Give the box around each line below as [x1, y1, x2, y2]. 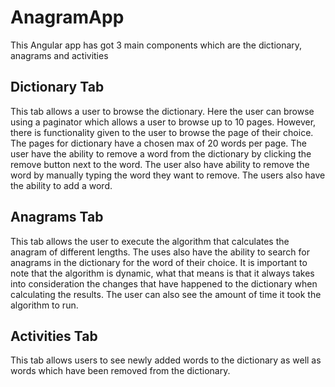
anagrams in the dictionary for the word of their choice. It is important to [10, 256, 308, 268]
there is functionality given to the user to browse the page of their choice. [10, 126, 314, 138]
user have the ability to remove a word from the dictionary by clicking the [10, 147, 312, 160]
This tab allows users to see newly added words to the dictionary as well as [10, 354, 322, 366]
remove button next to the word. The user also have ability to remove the [10, 158, 310, 170]
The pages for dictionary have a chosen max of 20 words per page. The [10, 137, 307, 149]
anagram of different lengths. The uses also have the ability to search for [10, 246, 310, 258]
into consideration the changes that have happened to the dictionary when [10, 277, 318, 290]
